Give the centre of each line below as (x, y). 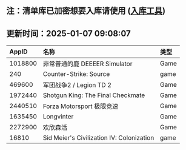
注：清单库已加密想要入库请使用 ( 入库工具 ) (86, 11)
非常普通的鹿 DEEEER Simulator (88, 64)
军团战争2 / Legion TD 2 (77, 85)
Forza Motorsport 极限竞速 (81, 106)
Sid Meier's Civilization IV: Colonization (98, 138)
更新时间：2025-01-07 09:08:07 (69, 33)
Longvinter (58, 117)
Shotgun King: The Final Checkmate (94, 95)
